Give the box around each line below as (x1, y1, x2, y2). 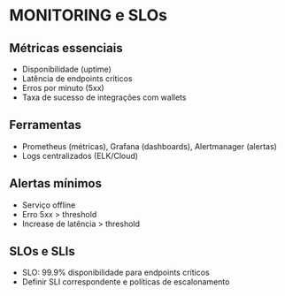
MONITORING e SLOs (9, 5, 168, 26)
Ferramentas (9, 118, 81, 133)
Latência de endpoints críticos (21, 73, 133, 84)
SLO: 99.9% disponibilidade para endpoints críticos (21, 267, 210, 278)
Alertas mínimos (9, 176, 102, 191)
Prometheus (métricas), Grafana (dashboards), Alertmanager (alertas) (21, 140, 277, 151)
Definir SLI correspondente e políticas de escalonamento (21, 277, 230, 287)
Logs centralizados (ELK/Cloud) (21, 150, 139, 161)
